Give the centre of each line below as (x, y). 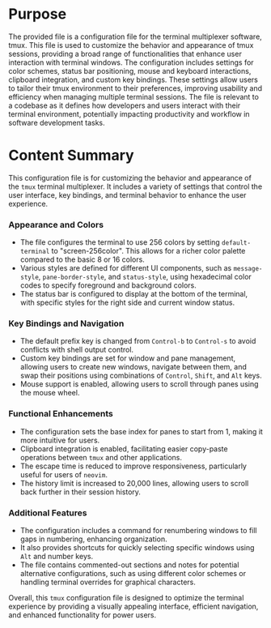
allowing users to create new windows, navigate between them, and (133, 367)
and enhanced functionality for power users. (83, 615)
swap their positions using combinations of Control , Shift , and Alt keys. (141, 376)
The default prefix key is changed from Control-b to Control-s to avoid (138, 341)
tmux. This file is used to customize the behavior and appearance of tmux (131, 45)
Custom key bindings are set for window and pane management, (128, 358)
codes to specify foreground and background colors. (108, 285)
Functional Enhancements (61, 414)
